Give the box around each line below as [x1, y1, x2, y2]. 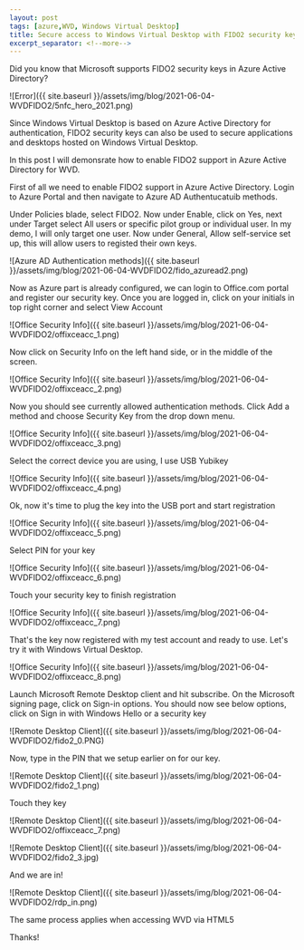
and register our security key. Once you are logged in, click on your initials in [9, 292, 295, 304]
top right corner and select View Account [9, 302, 163, 313]
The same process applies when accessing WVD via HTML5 [9, 915, 235, 926]
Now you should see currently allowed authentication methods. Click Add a [9, 401, 290, 412]
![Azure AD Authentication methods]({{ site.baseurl [9, 256, 200, 267]
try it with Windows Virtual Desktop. [9, 645, 143, 655]
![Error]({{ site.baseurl [9, 91, 92, 102]
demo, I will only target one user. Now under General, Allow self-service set [9, 228, 291, 239]
